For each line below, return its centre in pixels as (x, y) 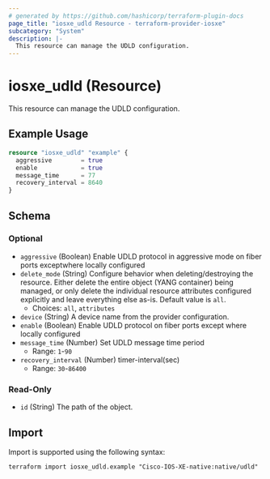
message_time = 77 (55, 175)
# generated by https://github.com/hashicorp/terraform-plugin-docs (126, 16)
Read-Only (30, 389)
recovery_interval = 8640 (59, 183)
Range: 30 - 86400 (59, 368)
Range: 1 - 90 (52, 351)
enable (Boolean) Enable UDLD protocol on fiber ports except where (133, 325)
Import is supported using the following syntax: (87, 451)
